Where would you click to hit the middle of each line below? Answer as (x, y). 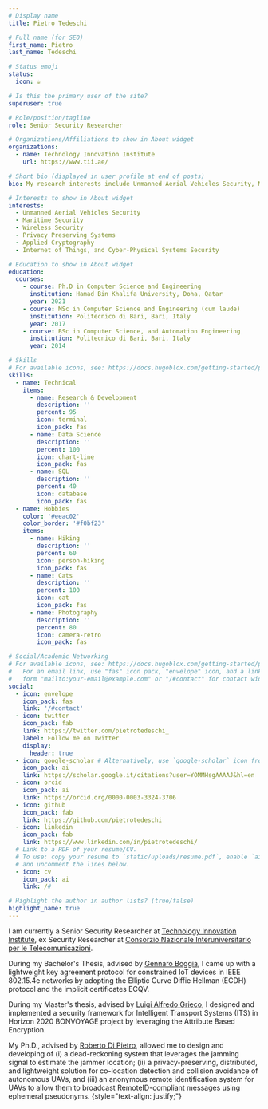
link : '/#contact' (53, 708)
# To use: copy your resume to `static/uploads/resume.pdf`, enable (132, 857)
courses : (30, 279)
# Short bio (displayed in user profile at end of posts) (106, 176)
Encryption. (27, 1029)
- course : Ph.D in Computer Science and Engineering (112, 287)
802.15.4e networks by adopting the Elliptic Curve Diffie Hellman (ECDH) (127, 980)
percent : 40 (57, 487)
